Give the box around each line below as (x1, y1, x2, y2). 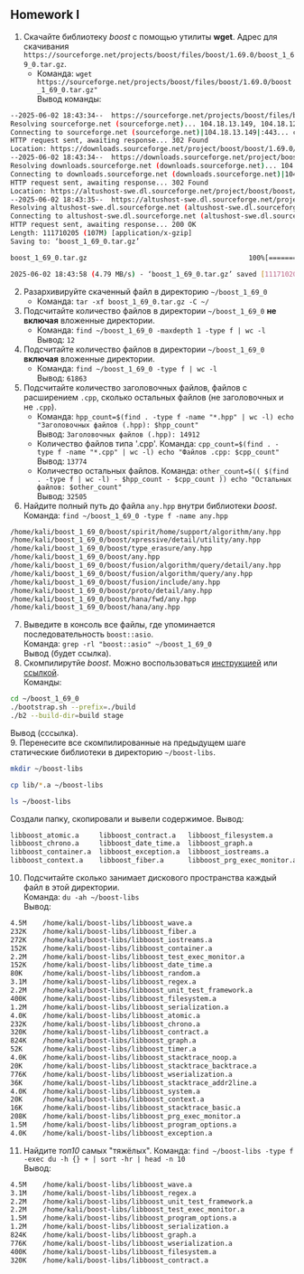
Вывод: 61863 (36, 373, 88, 383)
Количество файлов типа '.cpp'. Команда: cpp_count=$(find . (36, 438, 272, 448)
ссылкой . (23, 667, 60, 678)
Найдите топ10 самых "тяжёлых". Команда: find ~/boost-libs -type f (23, 1145, 294, 1156)
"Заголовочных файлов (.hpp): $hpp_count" (36, 420, 199, 429)
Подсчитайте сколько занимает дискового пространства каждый (23, 873, 278, 883)
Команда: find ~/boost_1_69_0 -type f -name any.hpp (23, 510, 228, 521)
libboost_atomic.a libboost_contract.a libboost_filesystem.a (10, 831, 273, 840)
